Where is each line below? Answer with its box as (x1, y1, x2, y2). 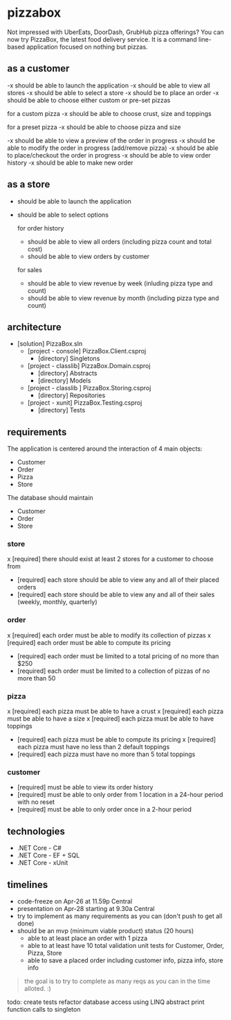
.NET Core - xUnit (17, 859, 68, 867)
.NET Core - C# (17, 844, 62, 852)
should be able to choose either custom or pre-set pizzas (7, 96, 171, 104)
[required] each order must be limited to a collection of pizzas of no (17, 667, 210, 675)
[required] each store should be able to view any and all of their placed (17, 576, 219, 584)
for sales (17, 265, 43, 274)
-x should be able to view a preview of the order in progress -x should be (7, 136, 216, 144)
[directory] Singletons (37, 354, 100, 362)
